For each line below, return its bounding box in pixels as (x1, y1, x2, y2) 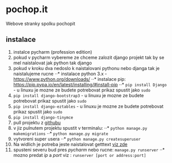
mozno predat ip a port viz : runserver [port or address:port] (13, 152, 146, 158)
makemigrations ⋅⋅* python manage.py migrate (13, 130, 109, 136)
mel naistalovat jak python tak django (13, 60, 92, 66)
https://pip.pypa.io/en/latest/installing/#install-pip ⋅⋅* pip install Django (13, 81, 167, 87)
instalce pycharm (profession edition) (13, 49, 93, 55)
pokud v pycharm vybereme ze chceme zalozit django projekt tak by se (13, 54, 164, 60)
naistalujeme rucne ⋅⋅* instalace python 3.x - (13, 71, 107, 77)
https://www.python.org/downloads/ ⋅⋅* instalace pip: (13, 76, 126, 82)
